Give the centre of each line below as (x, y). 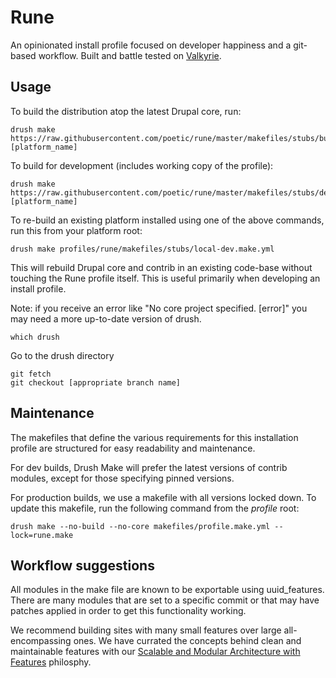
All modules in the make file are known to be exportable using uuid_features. (167, 590)
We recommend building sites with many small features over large (146, 630)
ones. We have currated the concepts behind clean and (187, 641)
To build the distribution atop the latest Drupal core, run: (126, 111)
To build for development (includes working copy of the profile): (142, 165)
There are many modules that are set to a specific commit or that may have (165, 600)
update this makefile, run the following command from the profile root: (155, 508)
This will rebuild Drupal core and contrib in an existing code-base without (161, 267)
